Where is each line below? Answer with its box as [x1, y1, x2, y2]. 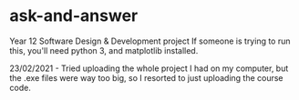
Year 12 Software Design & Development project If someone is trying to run [9, 35, 291, 46]
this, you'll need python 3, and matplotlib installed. [9, 45, 199, 55]
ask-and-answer [9, 5, 139, 26]
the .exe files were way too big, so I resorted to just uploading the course [9, 72, 284, 83]
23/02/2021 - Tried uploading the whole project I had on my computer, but [9, 63, 289, 74]
